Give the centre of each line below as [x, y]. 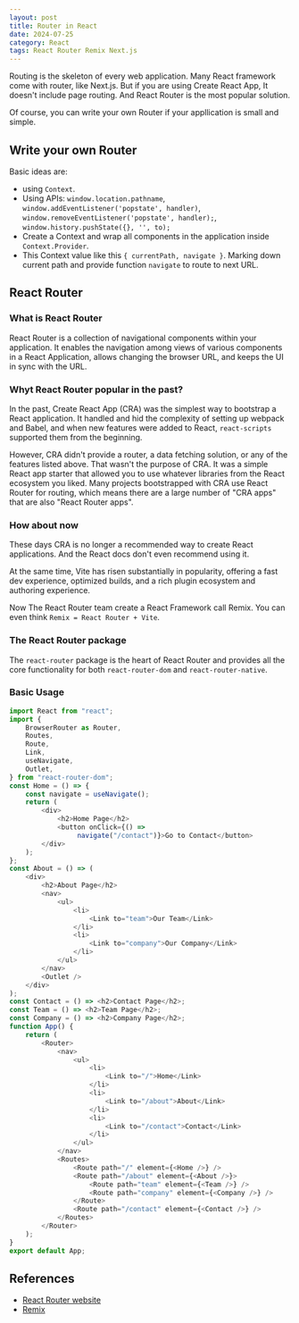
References [42, 1278]
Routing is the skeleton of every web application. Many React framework [143, 76]
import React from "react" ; [62, 711]
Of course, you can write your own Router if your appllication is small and [144, 113]
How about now [44, 525]
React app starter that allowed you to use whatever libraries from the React [147, 473]
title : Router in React [54, 26]
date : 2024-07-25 [42, 34]
